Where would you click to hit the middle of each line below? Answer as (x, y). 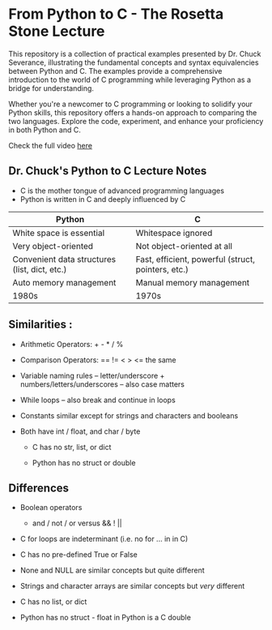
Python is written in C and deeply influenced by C (103, 199)
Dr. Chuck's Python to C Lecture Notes (108, 171)
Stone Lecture (57, 31)
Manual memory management (193, 282)
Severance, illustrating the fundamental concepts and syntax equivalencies (134, 62)
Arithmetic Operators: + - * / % (72, 344)
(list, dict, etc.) (40, 269)
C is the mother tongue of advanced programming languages (122, 191)
